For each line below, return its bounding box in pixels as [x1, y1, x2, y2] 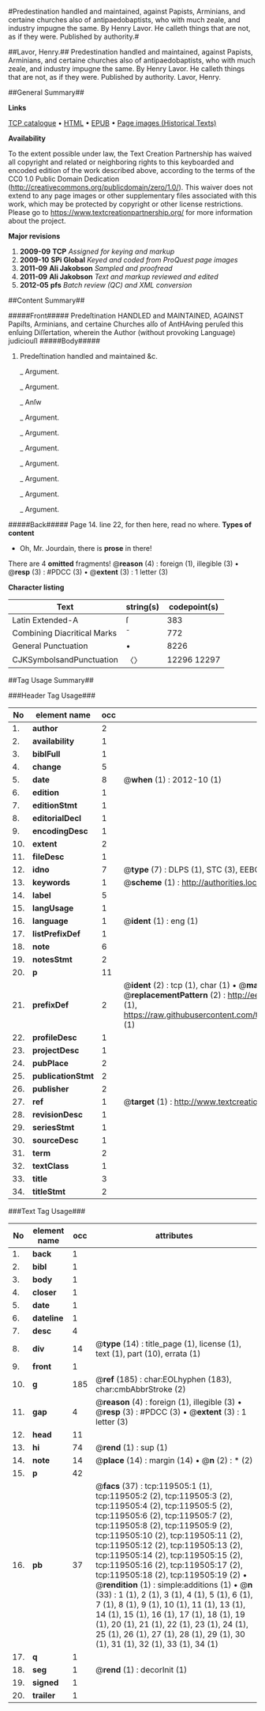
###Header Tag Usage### [8, 691, 96, 700]
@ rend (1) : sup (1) [95, 1442, 168, 1453]
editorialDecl [32, 813, 81, 823]
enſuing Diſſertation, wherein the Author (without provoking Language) [8, 328, 236, 337]
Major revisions [8, 232, 61, 240]
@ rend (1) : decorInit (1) [95, 1664, 188, 1675]
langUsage [32, 903, 74, 914]
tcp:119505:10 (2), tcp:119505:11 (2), [95, 1530, 243, 1540]
